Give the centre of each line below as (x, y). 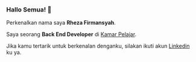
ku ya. (14, 52)
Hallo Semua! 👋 (29, 10)
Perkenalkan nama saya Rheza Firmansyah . (61, 23)
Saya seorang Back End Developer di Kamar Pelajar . (71, 34)
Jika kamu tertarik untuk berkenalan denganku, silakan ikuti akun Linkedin (98, 46)
